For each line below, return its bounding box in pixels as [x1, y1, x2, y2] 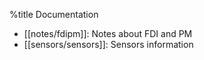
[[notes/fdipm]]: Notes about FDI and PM [23, 28, 193, 39]
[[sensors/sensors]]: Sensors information [23, 39, 194, 50]
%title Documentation [9, 9, 99, 20]
